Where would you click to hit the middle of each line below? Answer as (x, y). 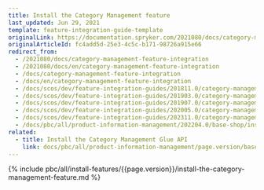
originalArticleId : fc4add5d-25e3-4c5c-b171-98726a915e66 (105, 45)
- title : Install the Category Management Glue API (102, 139)
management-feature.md (49, 177)
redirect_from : (33, 52)
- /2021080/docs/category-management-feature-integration (112, 60)
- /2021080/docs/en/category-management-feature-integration (117, 67)
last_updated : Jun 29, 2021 (54, 23)
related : (22, 132)
